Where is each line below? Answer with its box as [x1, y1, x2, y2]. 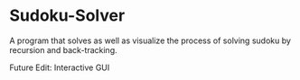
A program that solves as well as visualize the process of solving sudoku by [9, 35, 292, 46]
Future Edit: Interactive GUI [9, 62, 110, 73]
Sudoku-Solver [9, 5, 126, 26]
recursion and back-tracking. [9, 44, 117, 55]
